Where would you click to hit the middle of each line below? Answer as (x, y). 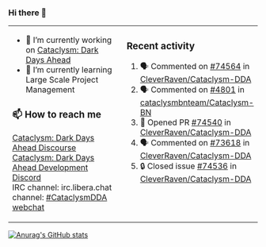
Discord (27, 178)
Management (50, 90)
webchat (28, 207)
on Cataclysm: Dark (62, 50)
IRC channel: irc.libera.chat (62, 187)
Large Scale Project (62, 80)
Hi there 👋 (28, 13)
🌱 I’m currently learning (69, 70)
